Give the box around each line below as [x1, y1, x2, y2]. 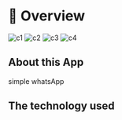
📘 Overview [8, 7, 85, 25]
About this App [8, 56, 84, 69]
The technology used [8, 100, 115, 113]
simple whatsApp [8, 76, 65, 85]
